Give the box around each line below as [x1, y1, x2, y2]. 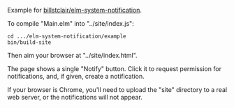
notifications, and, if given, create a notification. [7, 72, 145, 80]
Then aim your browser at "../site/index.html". [7, 52, 138, 59]
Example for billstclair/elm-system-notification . [7, 6, 142, 14]
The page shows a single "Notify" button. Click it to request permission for [7, 65, 222, 72]
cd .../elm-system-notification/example [7, 33, 127, 40]
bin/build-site [7, 39, 52, 46]
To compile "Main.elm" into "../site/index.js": [7, 20, 134, 27]
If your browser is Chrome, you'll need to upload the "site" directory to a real [7, 86, 228, 93]
